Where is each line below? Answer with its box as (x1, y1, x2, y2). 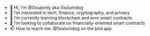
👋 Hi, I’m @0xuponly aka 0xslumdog (9, 5, 84, 10)
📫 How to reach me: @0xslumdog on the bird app (9, 26, 112, 31)
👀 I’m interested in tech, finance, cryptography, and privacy (9, 10, 130, 16)
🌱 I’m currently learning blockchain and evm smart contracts (9, 15, 132, 20)
